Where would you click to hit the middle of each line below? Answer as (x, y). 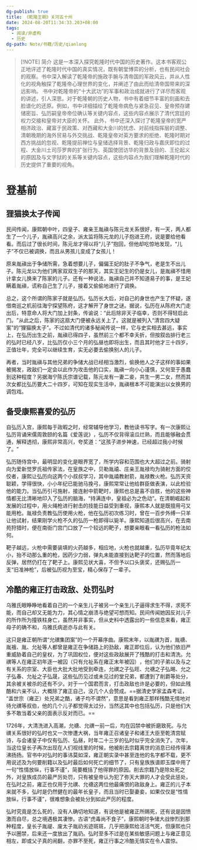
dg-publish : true (27, 11)
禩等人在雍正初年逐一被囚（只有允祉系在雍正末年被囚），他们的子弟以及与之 (98, 661)
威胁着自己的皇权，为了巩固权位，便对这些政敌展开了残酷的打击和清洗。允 (101, 654)
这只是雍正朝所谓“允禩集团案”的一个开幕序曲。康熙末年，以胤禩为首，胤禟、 (98, 639)
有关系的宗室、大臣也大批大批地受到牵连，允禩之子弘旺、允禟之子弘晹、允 (96, 669)
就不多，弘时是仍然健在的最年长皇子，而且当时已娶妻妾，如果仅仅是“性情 (100, 791)
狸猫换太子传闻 (33, 214)
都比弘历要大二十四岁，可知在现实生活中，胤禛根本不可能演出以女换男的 (103, 384)
